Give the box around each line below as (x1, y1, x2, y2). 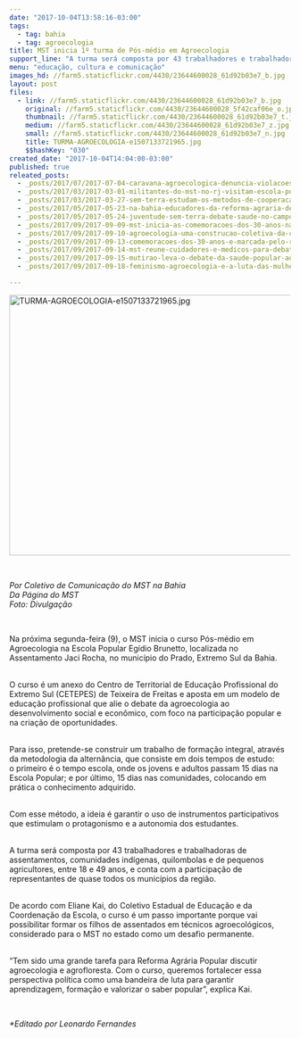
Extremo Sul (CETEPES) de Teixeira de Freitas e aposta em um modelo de (9, 688, 280, 699)
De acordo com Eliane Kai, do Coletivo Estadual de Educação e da (9, 900, 253, 910)
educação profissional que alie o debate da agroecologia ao (9, 698, 230, 709)
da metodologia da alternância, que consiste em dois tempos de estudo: (9, 753, 275, 764)
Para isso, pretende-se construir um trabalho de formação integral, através (9, 743, 285, 754)
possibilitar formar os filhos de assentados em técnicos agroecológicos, (9, 918, 275, 929)
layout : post (9, 79, 58, 88)
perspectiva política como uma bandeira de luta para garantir (9, 974, 235, 984)
